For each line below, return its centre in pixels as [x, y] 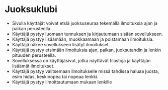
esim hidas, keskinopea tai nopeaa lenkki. [55, 76]
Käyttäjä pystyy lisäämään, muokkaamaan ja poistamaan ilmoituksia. [83, 39]
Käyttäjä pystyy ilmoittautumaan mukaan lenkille [62, 82]
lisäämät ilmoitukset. [33, 66]
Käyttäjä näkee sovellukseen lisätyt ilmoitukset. [61, 44]
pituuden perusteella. [34, 55]
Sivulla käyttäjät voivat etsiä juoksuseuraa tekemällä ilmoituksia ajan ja [85, 23]
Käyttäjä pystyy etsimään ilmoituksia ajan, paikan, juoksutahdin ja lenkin [87, 50]
